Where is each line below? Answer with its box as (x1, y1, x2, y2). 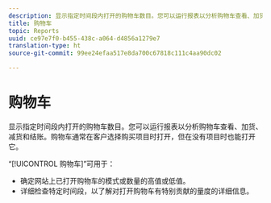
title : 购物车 (8, 19, 52, 27)
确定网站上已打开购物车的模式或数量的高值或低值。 (19, 176, 190, 185)
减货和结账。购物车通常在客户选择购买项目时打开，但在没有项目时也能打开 (8, 131, 256, 141)
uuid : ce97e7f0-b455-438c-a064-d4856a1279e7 (8, 34, 161, 43)
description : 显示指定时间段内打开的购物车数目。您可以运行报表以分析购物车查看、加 (8, 11, 260, 20)
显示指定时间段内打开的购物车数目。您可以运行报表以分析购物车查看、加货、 (8, 122, 263, 131)
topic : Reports (8, 27, 60, 35)
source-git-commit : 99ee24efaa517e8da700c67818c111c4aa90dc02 (8, 49, 222, 57)
